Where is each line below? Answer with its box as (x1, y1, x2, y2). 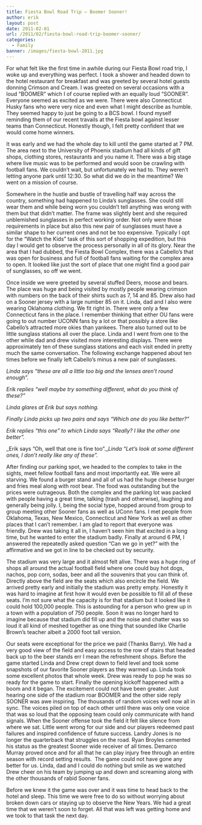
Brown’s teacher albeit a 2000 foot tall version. (6, 628, 122, 636)
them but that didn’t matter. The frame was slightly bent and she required (6, 209, 188, 217)
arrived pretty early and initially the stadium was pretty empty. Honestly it (6, 583, 188, 591)
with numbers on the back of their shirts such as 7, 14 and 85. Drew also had (6, 292, 195, 299)
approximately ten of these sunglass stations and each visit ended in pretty (6, 343, 192, 350)
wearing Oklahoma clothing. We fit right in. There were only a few (6, 304, 169, 312)
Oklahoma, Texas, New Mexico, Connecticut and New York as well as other (6, 514, 192, 521)
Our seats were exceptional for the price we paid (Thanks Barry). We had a (6, 640, 192, 647)
